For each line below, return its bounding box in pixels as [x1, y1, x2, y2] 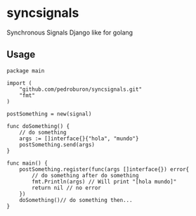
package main [6, 67, 45, 75]
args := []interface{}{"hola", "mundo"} [19, 135, 139, 142]
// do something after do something [32, 172, 139, 179]
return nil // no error [32, 184, 101, 191]
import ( [6, 80, 32, 87]
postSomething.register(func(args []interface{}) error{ [19, 165, 190, 173]
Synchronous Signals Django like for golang [6, 28, 133, 37]
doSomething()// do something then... [19, 196, 133, 203]
